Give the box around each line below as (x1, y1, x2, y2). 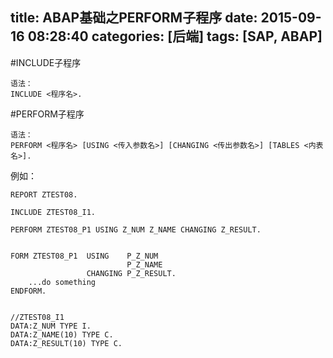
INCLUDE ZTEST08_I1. (10, 207, 97, 217)
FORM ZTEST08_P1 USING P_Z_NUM (10, 251, 159, 261)
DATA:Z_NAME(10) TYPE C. (10, 329, 114, 340)
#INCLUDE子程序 (10, 56, 82, 68)
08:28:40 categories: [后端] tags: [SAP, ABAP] (27, 28, 323, 45)
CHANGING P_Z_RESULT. (86, 268, 177, 278)
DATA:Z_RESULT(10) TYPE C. (10, 338, 123, 348)
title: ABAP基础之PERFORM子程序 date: (10, 9, 258, 27)
